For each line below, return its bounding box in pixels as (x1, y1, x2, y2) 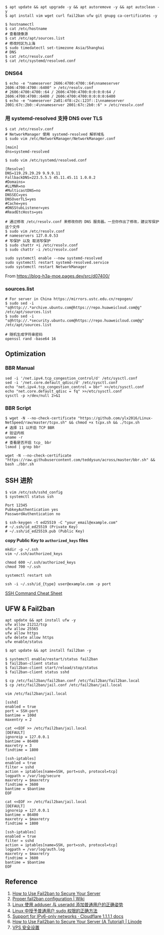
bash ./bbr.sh (5, 462, 34, 467)
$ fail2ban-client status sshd (5, 670, 69, 675)
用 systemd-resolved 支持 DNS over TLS (5, 115, 103, 122)
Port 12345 (5, 503, 28, 508)
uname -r (5, 435, 23, 440)
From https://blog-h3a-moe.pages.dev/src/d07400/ (5, 273, 110, 279)
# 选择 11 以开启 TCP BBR (5, 425, 55, 430)
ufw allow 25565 (5, 626, 38, 631)
